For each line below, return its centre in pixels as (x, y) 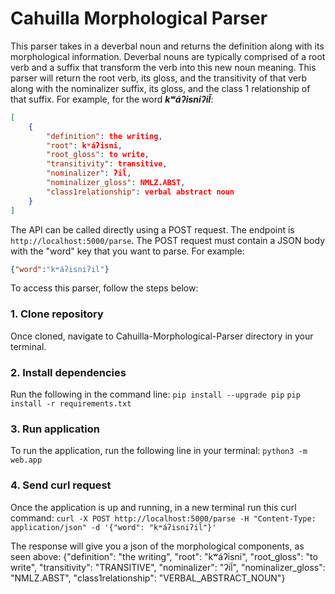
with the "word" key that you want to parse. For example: (127, 251)
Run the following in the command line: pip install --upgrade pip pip (155, 394)
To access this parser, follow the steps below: (104, 288)
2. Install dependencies (68, 372)
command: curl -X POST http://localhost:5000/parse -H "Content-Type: (163, 518)
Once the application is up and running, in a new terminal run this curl (153, 507)
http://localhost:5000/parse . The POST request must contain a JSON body (167, 240)
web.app (26, 460)
